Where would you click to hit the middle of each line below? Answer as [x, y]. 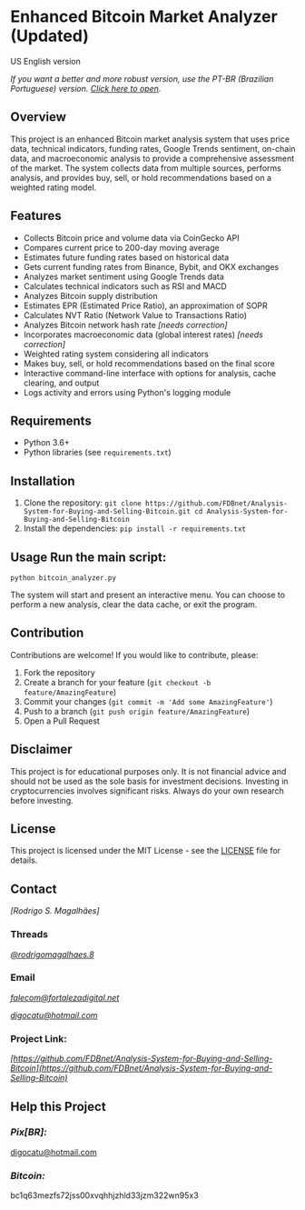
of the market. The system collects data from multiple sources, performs [146, 168]
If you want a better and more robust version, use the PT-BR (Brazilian [142, 78]
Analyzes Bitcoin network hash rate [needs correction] [125, 325]
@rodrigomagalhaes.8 [52, 954]
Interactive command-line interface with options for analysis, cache [149, 373]
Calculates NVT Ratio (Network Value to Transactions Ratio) [135, 315]
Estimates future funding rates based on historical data [126, 257]
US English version [45, 61]
